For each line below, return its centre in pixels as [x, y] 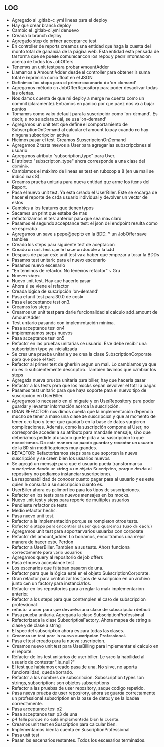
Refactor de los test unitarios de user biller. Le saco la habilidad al [78, 656]
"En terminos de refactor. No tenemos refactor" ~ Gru [66, 270]
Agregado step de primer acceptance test [54, 41]
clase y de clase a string [36, 625]
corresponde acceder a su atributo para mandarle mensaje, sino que [81, 432]
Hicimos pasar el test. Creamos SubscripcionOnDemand [69, 140]
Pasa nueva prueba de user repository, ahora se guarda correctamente [83, 693]
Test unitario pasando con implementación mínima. [63, 322]
